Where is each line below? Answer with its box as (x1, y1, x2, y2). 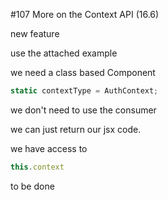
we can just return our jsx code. (10, 123, 142, 135)
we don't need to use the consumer (10, 104, 157, 116)
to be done (10, 180, 55, 192)
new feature (10, 28, 60, 39)
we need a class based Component (10, 67, 156, 78)
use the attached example (10, 47, 118, 59)
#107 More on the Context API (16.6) (10, 9, 160, 20)
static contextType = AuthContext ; (10, 86, 159, 96)
